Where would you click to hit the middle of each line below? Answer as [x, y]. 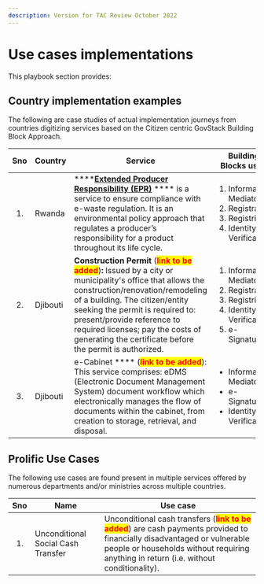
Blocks [233, 166]
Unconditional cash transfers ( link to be [178, 519]
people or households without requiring [177, 549]
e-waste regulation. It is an [124, 209]
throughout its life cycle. [119, 248]
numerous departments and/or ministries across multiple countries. [117, 486]
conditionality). [132, 568]
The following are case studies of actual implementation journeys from [123, 120]
